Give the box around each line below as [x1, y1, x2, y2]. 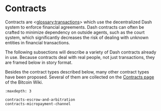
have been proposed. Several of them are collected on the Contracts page [5, 74, 155, 80]
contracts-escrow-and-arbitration [5, 97, 76, 102]
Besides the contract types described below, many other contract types [5, 69, 149, 74]
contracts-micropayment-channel [5, 101, 71, 106]
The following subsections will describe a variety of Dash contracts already [5, 49, 157, 55]
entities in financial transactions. [5, 39, 70, 45]
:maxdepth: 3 [5, 89, 32, 93]
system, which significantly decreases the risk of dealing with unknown [5, 35, 149, 40]
